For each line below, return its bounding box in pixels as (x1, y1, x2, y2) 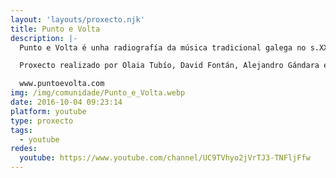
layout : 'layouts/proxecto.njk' (10, 14, 145, 25)
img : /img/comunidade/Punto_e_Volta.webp (10, 88, 186, 98)
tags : (10, 125, 33, 135)
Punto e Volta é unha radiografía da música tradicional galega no (19, 42, 307, 53)
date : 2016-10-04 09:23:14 (10, 97, 123, 107)
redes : (10, 144, 38, 154)
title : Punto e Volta (10, 24, 101, 34)
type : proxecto (10, 116, 74, 126)
